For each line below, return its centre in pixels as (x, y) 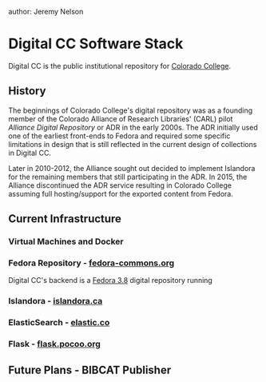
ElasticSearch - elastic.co (59, 323)
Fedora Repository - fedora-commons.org (91, 263)
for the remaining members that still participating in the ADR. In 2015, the (128, 177)
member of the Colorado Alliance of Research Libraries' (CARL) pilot (121, 118)
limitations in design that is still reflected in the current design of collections (133, 144)
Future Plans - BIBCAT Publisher (90, 370)
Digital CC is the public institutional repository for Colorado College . (120, 66)
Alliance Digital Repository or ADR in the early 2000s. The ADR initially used (133, 127)
